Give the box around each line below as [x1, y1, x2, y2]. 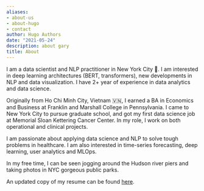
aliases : [6, 9, 29, 15]
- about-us [6, 15, 34, 21]
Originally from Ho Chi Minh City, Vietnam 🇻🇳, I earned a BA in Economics [6, 96, 194, 104]
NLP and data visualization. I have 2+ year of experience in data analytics [6, 78, 191, 85]
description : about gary [6, 43, 69, 49]
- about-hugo [6, 20, 40, 26]
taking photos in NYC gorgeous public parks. [6, 166, 119, 173]
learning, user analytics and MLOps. [6, 148, 97, 155]
